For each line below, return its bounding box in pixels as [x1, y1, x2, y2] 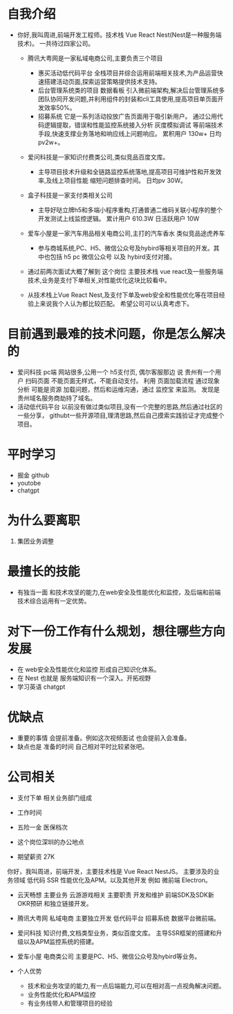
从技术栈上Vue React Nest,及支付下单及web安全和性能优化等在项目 [27, 291, 219, 299]
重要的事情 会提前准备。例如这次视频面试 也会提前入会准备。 [17, 733, 191, 742]
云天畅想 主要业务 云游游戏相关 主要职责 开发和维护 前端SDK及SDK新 [17, 891, 214, 899]
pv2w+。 [37, 138, 64, 146]
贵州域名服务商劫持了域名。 [17, 393, 97, 402]
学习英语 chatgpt [17, 682, 66, 691]
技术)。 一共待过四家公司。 [17, 39, 95, 47]
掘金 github [17, 471, 50, 479]
